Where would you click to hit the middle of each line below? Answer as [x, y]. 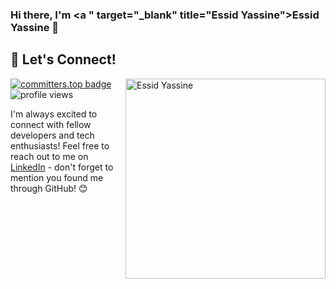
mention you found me [57, 177]
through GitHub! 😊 [49, 188]
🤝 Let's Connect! [63, 59]
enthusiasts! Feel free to [60, 145]
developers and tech [52, 135]
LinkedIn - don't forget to [62, 167]
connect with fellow [51, 124]
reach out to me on [49, 156]
